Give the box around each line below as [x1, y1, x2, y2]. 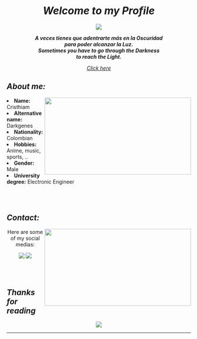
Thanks [6, 287, 36, 297]
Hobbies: [14, 141, 37, 148]
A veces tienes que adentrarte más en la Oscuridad [34, 34, 163, 42]
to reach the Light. [75, 53, 122, 60]
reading [6, 306, 36, 316]
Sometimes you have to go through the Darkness [38, 47, 160, 54]
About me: [6, 82, 46, 91]
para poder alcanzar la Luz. [64, 40, 133, 48]
